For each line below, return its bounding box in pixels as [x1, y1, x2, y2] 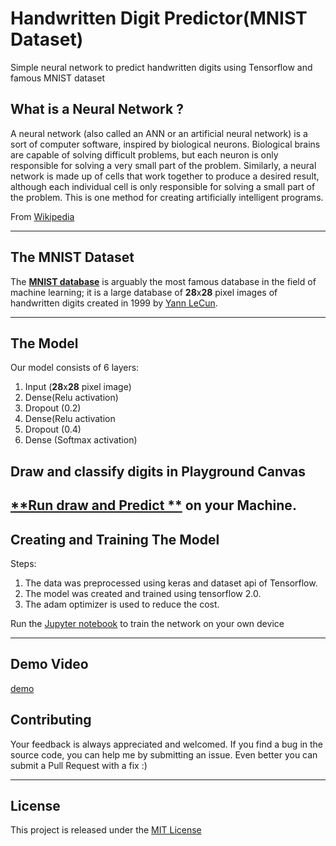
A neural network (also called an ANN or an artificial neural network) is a [10, 127, 308, 139]
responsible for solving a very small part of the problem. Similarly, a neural [10, 159, 317, 171]
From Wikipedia [10, 210, 75, 222]
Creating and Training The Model [10, 531, 220, 548]
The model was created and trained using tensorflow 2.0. [24, 587, 262, 599]
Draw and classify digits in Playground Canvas [10, 463, 306, 480]
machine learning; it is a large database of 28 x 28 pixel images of [10, 286, 278, 298]
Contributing [10, 712, 92, 729]
